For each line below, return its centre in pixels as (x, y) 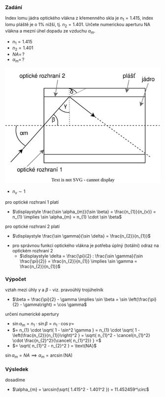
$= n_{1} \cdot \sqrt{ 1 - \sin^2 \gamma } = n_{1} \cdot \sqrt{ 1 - (76, 330)
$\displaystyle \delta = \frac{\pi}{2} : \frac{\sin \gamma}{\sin (81, 256)
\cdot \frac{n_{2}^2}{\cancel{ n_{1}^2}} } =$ (57, 340)
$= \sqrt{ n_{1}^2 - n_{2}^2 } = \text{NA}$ (54, 346)
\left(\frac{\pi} (142, 300)
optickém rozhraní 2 (33, 251)
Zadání (14, 7)
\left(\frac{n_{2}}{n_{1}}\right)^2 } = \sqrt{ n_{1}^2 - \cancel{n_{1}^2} (81, 336)
